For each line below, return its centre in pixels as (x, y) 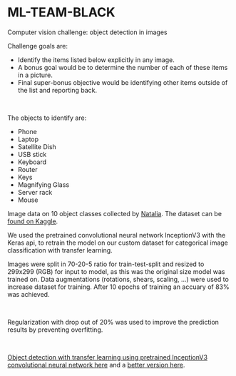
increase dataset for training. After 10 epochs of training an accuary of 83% (118, 287)
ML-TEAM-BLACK (61, 12)
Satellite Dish (37, 146)
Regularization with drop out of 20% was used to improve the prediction (113, 322)
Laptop (28, 139)
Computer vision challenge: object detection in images (87, 32)
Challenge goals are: (38, 46)
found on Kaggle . (33, 221)
